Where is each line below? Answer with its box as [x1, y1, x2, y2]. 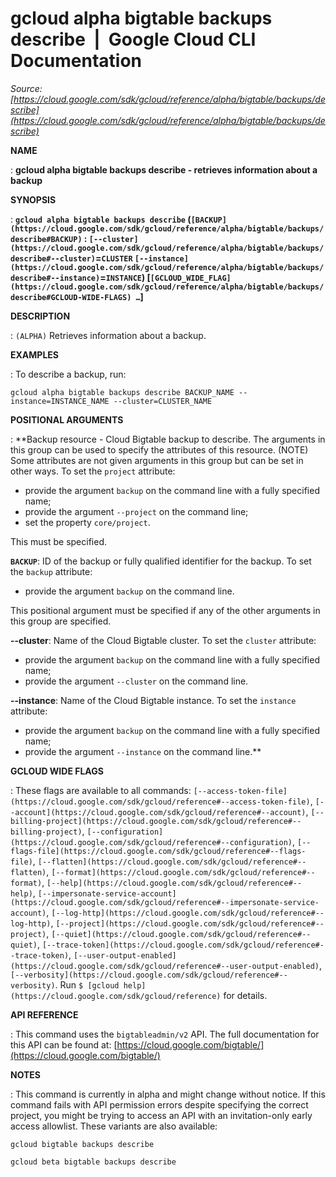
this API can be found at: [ [10, 1038, 118, 1051]
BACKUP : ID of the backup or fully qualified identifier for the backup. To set [10, 555, 312, 567]
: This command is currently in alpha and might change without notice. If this [10, 1088, 326, 1100]
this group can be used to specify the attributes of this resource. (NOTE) [10, 443, 309, 456]
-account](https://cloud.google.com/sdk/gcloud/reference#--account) [10, 807, 307, 817]
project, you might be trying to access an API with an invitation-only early [10, 1109, 313, 1121]
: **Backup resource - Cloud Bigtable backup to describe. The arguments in [10, 433, 326, 445]
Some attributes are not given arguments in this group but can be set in [10, 454, 304, 466]
